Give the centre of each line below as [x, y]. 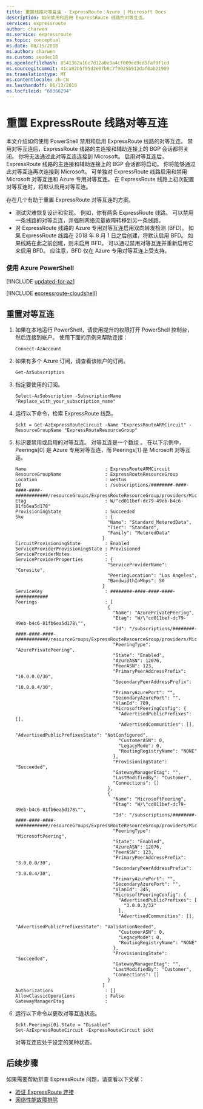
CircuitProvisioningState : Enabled [72, 543]
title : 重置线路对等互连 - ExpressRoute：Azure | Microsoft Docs [86, 12]
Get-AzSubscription [40, 372]
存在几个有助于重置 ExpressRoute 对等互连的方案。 [70, 200]
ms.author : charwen [31, 52]
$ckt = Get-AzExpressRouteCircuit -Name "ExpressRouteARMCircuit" [101, 425]
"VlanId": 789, [132, 703]
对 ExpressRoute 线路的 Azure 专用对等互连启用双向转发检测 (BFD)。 [101, 228]
